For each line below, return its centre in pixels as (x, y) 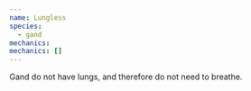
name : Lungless (38, 18)
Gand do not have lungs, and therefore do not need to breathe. (126, 77)
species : (26, 26)
